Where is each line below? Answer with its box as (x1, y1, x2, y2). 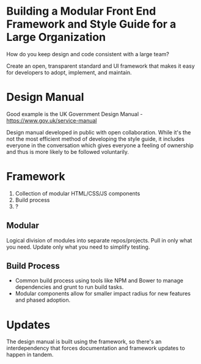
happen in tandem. (6, 351, 54, 359)
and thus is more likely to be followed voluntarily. (6, 148, 130, 155)
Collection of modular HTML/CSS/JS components (15, 189, 141, 197)
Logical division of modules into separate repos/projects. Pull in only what (6, 236, 192, 244)
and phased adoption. (15, 296, 71, 304)
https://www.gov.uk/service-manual (6, 117, 97, 124)
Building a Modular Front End (6, 4, 156, 18)
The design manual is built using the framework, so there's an (6, 338, 162, 346)
